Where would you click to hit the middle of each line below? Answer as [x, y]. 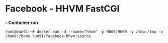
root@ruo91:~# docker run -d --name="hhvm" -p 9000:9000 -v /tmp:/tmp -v [84, 31]
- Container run [22, 22]
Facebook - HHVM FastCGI [62, 9]
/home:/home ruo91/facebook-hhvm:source [48, 36]
